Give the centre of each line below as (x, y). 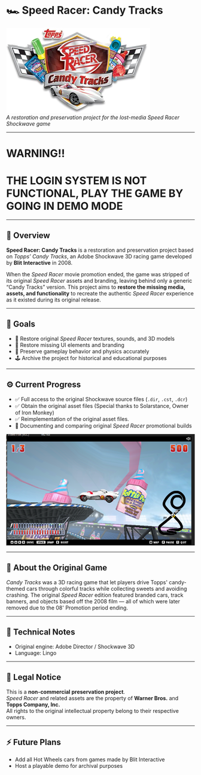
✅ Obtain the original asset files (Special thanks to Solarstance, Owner (102, 405)
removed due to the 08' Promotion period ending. (67, 608)
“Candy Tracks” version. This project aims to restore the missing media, (96, 287)
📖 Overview (28, 236)
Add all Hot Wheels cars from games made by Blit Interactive (90, 759)
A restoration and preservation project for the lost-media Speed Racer (93, 117)
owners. (16, 717)
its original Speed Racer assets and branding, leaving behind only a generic (99, 280)
